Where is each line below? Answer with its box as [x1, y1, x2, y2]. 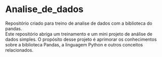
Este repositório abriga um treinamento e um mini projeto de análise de [5, 31, 152, 37]
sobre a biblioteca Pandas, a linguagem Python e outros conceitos [5, 41, 143, 47]
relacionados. [5, 47, 34, 53]
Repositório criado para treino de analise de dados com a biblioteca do [5, 20, 152, 26]
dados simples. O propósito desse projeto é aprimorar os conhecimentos [5, 36, 157, 42]
